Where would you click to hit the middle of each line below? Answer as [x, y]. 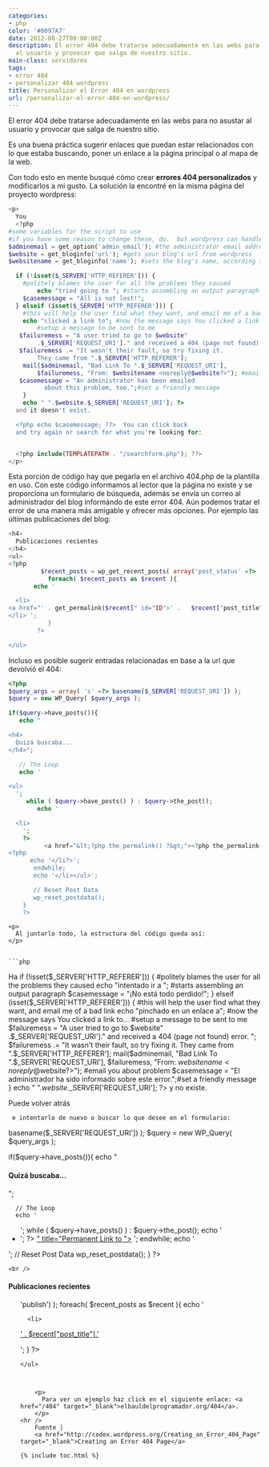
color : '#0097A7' [37, 31]
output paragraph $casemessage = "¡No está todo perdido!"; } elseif [121, 994]
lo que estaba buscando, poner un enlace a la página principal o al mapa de [133, 153]
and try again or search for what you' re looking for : [109, 432]
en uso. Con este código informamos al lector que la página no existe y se [130, 485]
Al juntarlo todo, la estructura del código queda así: [110, 934]
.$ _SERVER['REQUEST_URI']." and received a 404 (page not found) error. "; [132, 1037]
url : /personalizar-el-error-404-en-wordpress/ [89, 98]
